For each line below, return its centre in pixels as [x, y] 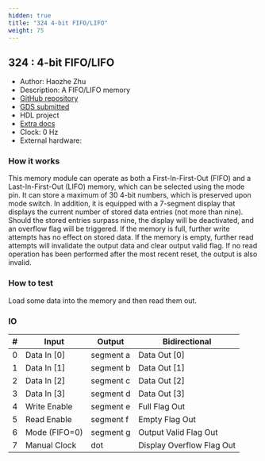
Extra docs [37, 124]
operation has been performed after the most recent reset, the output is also [133, 254]
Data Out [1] [161, 368]
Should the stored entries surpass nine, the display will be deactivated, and [131, 221]
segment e [111, 407]
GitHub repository [49, 98]
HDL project [39, 115]
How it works [34, 161]
